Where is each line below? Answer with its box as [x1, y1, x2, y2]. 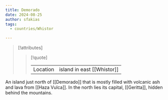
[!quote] [30, 54, 47, 61]
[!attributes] [17, 45, 43, 51]
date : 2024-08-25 [5, 12, 42, 17]
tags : [5, 21, 17, 27]
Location [33, 66, 55, 73]
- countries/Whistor [10, 26, 54, 31]
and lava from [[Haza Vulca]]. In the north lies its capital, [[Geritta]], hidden [5, 84, 163, 90]
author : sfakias [5, 17, 40, 22]
